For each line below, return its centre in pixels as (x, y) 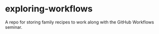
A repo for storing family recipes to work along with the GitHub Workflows (79, 22)
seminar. (14, 27)
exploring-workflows (49, 9)
